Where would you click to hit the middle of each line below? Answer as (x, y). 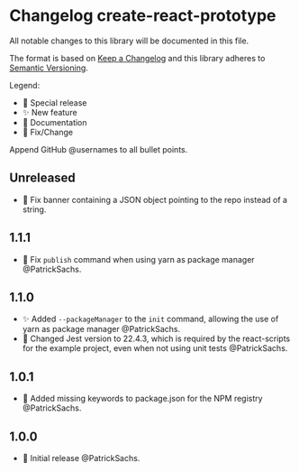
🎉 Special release (54, 102)
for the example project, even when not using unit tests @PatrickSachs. (155, 348)
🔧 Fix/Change (48, 132)
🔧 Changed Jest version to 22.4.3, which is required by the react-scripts (156, 338)
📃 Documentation (54, 122)
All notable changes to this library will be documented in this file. (129, 41)
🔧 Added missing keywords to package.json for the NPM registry (142, 399)
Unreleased (43, 178)
